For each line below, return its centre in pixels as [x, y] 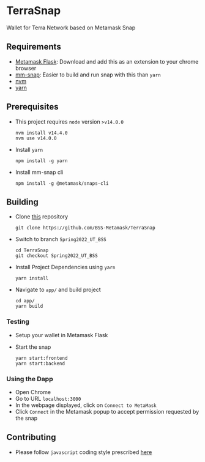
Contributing [31, 437]
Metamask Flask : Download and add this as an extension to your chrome [107, 61]
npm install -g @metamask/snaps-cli [62, 183]
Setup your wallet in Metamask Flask [61, 335]
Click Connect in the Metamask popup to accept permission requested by [107, 411]
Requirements [34, 47]
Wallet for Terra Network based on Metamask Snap [71, 28]
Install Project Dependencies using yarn [65, 267]
